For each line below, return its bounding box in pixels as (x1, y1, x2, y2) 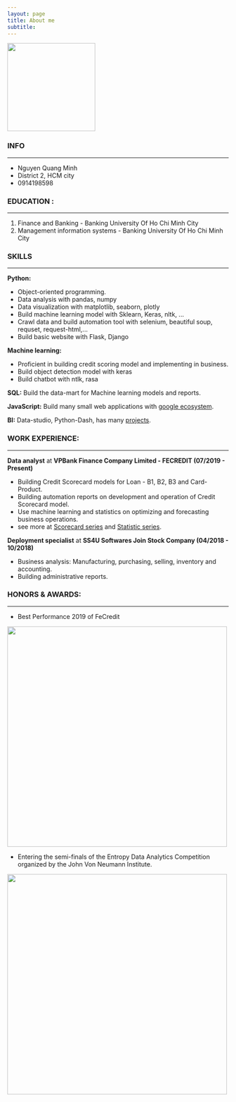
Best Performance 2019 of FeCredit (17, 612, 120, 620)
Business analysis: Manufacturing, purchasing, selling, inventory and (17, 557, 216, 565)
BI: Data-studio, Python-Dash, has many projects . (7, 416, 151, 424)
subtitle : (7, 23, 37, 30)
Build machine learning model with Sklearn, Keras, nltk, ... (17, 310, 185, 319)
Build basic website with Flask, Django (17, 333, 129, 341)
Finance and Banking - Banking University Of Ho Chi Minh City (17, 219, 199, 227)
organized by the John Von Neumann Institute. (17, 859, 152, 868)
